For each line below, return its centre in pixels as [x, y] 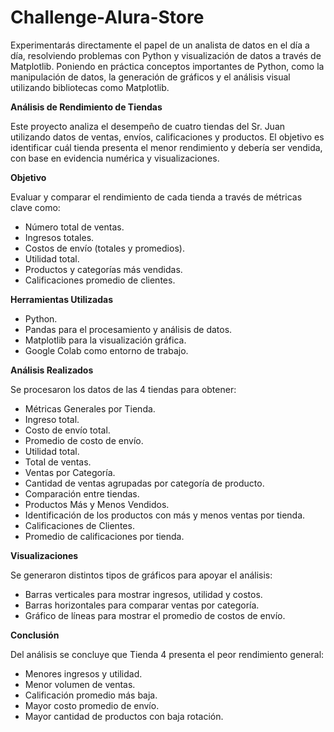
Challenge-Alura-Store [107, 17]
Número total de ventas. [74, 227]
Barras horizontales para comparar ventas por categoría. [142, 605]
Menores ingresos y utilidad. [83, 673]
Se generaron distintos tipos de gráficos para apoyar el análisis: [141, 575]
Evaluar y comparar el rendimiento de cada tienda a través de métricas [156, 197]
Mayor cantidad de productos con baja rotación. [124, 716]
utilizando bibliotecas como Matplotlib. [90, 87]
